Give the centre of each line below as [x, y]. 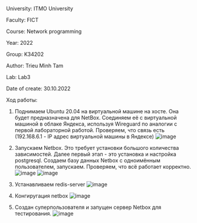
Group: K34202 [25, 54]
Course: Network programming [44, 31]
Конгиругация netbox [41, 196]
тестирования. [33, 214]
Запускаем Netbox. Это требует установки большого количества [97, 148]
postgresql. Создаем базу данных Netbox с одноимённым [87, 160]
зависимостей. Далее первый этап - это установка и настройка [96, 154]
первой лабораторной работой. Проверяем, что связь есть [90, 130]
